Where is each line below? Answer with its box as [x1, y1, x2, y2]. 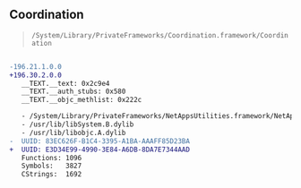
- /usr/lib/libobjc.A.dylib [21, 128, 126, 137]
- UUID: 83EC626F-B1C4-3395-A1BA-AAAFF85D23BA [9, 136, 191, 146]
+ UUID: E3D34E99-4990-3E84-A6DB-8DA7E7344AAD [9, 145, 191, 154]
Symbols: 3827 [21, 161, 82, 171]
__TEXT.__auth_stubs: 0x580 [21, 87, 126, 97]
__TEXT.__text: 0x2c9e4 [21, 79, 110, 88]
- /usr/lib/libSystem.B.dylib [21, 120, 134, 129]
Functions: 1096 [21, 153, 82, 162]
